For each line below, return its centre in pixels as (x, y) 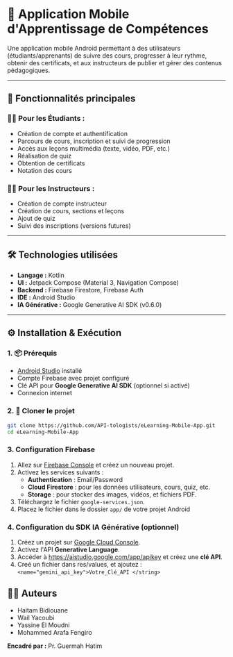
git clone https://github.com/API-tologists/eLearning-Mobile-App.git (111, 425)
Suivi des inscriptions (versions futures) (74, 226)
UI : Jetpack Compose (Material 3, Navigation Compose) (98, 282)
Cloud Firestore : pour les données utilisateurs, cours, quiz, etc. (119, 487)
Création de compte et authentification (72, 133)
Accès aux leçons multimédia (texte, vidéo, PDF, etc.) (94, 148)
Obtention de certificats (51, 163)
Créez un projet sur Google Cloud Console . (79, 542)
